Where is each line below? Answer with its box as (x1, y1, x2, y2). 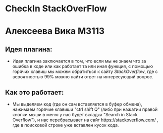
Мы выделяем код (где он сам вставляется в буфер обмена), (12, 101, 143, 107)
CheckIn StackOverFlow (5, 3, 108, 14)
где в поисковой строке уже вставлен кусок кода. (12, 122, 119, 128)
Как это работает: (5, 88, 64, 97)
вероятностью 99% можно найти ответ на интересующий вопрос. (12, 74, 154, 80)
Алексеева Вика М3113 (5, 26, 105, 37)
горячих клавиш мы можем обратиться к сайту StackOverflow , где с (12, 68, 158, 74)
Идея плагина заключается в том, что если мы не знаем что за (12, 58, 146, 64)
